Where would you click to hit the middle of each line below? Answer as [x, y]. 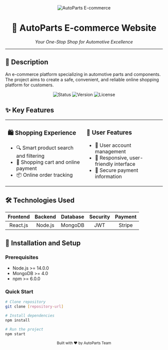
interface [125, 164]
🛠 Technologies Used [40, 200]
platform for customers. [29, 85]
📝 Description [27, 62]
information [108, 176]
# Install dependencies [30, 316]
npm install [17, 320]
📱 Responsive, [111, 158]
